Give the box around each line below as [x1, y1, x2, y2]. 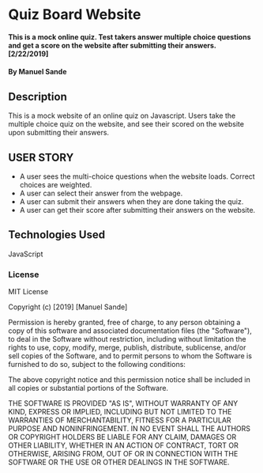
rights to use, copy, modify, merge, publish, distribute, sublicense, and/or [8, 342, 246, 353]
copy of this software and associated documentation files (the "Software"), [8, 326, 253, 335]
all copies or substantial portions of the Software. [8, 384, 168, 393]
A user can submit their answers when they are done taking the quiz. [19, 197, 244, 206]
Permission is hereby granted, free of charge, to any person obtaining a [8, 318, 241, 327]
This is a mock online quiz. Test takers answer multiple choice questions [8, 32, 251, 41]
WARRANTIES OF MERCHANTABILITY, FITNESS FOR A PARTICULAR [8, 415, 231, 425]
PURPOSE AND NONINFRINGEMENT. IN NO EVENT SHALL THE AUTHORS [8, 424, 251, 433]
